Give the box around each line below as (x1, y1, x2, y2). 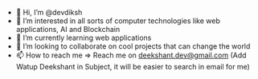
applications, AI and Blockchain (15, 25, 121, 34)
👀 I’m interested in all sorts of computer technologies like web (15, 16, 221, 26)
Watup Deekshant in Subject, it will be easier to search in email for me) (15, 62, 251, 71)
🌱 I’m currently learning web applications (15, 33, 152, 42)
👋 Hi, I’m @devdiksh (15, 8, 83, 17)
